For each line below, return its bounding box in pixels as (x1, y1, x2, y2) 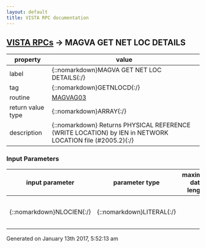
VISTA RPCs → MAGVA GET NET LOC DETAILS (6, 37, 186, 48)
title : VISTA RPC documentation (6, 15, 89, 21)
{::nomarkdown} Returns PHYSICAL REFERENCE (51, 121, 191, 129)
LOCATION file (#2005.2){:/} (51, 136, 134, 145)
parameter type (113, 178, 160, 187)
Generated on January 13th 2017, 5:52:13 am (6, 235, 118, 242)
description (9, 129, 42, 137)
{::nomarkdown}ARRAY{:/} (51, 107, 127, 116)
